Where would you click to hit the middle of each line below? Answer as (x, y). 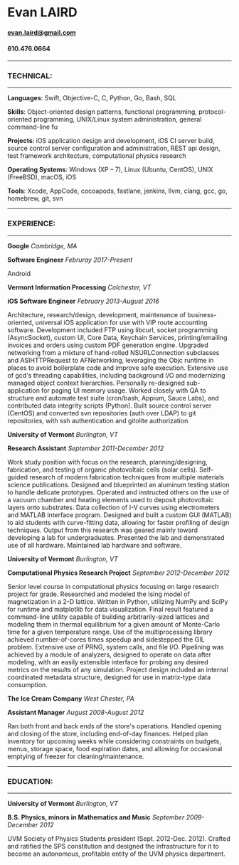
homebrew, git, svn (36, 198)
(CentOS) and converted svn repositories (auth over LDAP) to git (102, 413)
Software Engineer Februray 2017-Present (70, 260)
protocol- (212, 112)
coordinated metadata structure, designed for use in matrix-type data (109, 677)
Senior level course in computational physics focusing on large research (113, 586)
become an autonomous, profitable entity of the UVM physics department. (117, 854)
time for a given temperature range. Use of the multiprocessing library (110, 632)
